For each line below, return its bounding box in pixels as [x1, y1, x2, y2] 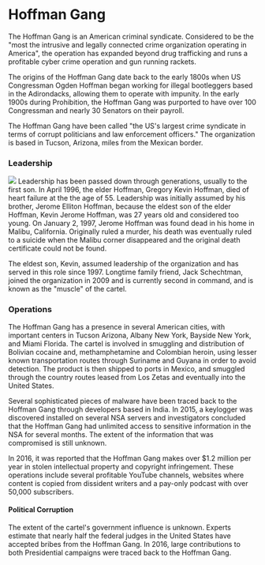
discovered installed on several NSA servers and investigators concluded [8, 412, 246, 422]
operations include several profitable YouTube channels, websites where [8, 470, 244, 480]
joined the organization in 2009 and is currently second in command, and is [8, 276, 254, 285]
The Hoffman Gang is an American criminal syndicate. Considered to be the [8, 32, 254, 41]
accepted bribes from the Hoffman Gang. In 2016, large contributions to [8, 539, 241, 548]
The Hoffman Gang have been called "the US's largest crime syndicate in [8, 121, 246, 130]
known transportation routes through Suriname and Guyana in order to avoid [8, 356, 256, 365]
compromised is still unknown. [8, 438, 107, 447]
